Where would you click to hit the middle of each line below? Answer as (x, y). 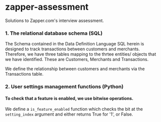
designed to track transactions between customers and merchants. (72, 49)
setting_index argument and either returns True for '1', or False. (69, 114)
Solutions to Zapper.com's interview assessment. (54, 20)
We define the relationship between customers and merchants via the (75, 69)
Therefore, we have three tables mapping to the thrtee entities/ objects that (80, 54)
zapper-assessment (47, 7)
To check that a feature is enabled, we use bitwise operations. (69, 98)
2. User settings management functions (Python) (64, 87)
